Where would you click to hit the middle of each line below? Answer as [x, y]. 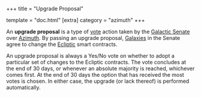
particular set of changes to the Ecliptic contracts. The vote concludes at [96, 62]
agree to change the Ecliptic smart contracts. [62, 44]
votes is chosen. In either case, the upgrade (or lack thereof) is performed [98, 81]
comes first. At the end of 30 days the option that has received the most [95, 75]
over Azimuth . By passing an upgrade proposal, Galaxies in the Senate [93, 38]
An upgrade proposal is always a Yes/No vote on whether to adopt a [91, 56]
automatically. [23, 87]
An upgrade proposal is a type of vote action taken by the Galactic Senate [98, 32]
